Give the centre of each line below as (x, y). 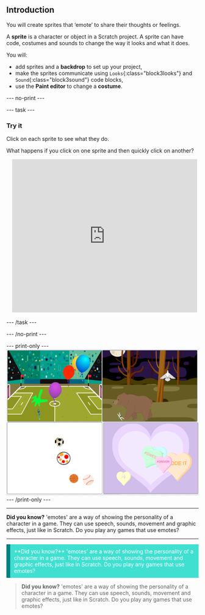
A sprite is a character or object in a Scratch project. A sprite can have (95, 37)
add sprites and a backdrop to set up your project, (78, 67)
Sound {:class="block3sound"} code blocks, (69, 79)
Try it (14, 126)
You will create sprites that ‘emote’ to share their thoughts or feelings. (94, 24)
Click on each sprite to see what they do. (58, 139)
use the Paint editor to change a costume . (69, 86)
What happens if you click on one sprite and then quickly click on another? (100, 151)
